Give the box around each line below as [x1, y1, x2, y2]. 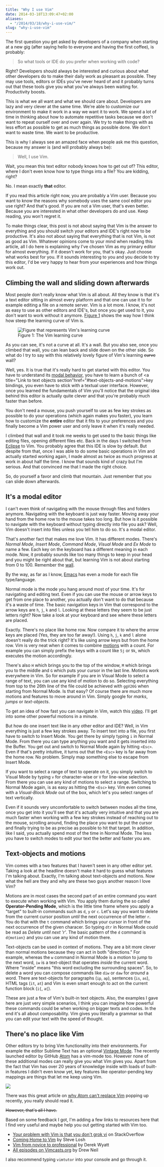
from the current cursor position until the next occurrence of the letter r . [5, 914, 151, 919]
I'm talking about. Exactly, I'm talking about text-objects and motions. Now [5, 873, 155, 879]
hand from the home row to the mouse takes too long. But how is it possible [5, 516, 158, 522]
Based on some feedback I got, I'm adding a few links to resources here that [5, 1117, 159, 1123]
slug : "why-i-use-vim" [5, 25, 52, 30]
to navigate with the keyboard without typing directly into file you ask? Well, [5, 521, 158, 527]
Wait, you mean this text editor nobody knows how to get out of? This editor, [5, 163, 159, 169]
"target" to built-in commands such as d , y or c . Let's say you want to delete [5, 908, 158, 914]
